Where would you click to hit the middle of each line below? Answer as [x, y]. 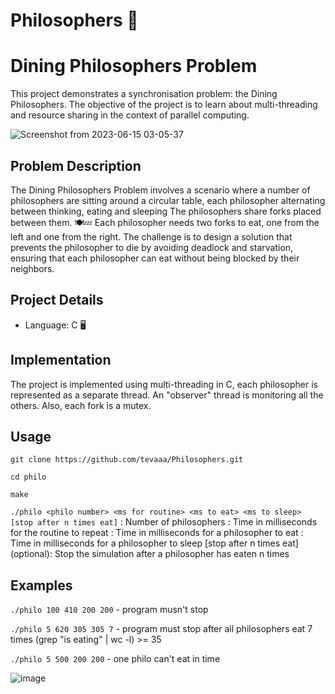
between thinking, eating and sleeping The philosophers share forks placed [166, 211]
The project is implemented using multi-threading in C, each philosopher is [164, 384]
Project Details [57, 300]
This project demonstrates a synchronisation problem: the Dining [144, 94]
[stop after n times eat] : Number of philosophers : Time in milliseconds [164, 522]
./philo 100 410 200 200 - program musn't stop [109, 610]
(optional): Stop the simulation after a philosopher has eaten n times [150, 554]
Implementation [61, 360]
